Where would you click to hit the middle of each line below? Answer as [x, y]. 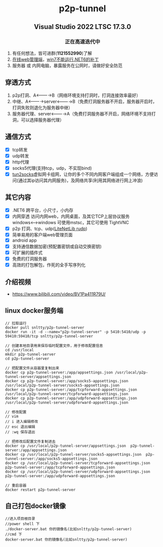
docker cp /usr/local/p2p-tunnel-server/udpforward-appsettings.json [78, 472]
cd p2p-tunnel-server [27, 359]
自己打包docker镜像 [36, 506]
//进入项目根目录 [20, 518]
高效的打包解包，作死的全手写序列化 [49, 265]
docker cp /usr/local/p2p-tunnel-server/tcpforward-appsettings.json [78, 463]
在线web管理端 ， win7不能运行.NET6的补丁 [55, 59]
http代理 [21, 162]
